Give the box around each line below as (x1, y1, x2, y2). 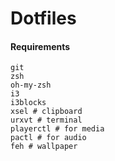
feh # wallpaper (10, 142, 78, 152)
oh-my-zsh (10, 80, 52, 91)
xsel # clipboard (10, 107, 83, 117)
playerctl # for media (10, 124, 105, 134)
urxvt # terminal (10, 115, 83, 126)
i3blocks (10, 98, 47, 108)
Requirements (10, 40, 71, 52)
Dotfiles (10, 7, 77, 30)
